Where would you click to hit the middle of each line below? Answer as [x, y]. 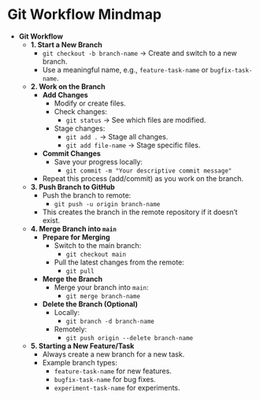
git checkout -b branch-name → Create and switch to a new [139, 53]
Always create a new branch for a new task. [113, 354]
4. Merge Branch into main [74, 228]
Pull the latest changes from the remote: [119, 262]
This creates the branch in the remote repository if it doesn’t [140, 212]
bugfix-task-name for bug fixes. [105, 379]
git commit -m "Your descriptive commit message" [149, 171]
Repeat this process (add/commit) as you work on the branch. [143, 178]
